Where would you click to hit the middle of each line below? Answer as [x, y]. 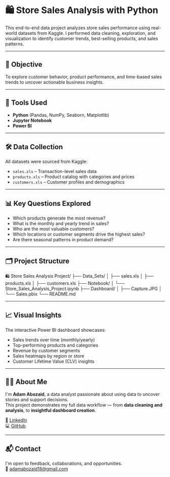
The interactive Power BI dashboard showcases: [56, 330]
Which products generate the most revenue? [59, 218]
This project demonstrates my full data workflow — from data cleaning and [84, 405]
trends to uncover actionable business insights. [54, 82]
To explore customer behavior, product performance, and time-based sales [84, 76]
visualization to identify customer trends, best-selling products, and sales [82, 38]
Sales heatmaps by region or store [48, 356]
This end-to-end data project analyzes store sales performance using [78, 28]
